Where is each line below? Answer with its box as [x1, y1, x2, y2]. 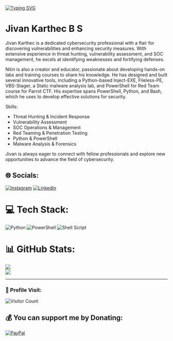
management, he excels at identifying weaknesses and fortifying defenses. [5, 56, 165, 62]
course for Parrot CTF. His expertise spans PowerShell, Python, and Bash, [5, 88, 162, 94]
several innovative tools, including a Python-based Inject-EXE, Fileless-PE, [5, 77, 164, 83]
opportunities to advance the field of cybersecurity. [5, 156, 115, 162]
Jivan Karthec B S [5, 23, 83, 34]
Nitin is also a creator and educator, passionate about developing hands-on [5, 66, 165, 72]
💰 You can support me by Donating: [5, 314, 123, 322]
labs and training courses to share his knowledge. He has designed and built [5, 71, 168, 78]
